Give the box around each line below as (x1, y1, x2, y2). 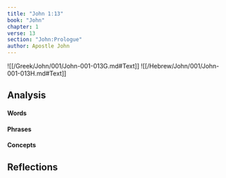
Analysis (7, 89, 47, 101)
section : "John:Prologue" (7, 36, 82, 43)
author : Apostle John (7, 43, 70, 50)
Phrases (7, 125, 32, 133)
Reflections (7, 161, 58, 173)
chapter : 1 (7, 23, 39, 30)
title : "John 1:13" (7, 10, 64, 17)
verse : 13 (7, 29, 36, 37)
